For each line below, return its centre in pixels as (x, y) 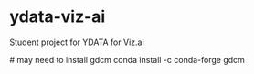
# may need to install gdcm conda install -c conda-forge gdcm (127, 59)
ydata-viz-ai (58, 17)
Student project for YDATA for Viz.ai (77, 42)
